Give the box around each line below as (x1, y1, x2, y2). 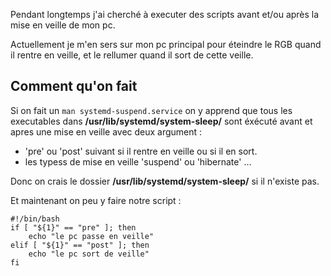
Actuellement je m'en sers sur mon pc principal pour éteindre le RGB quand (10, 39, 322, 50)
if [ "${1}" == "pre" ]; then (10, 222, 137, 233)
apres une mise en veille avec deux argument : (10, 125, 203, 138)
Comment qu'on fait (10, 78, 138, 95)
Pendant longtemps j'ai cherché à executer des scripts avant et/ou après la (10, 9, 320, 20)
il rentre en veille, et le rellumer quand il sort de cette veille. (10, 49, 254, 61)
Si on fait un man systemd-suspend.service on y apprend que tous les (10, 104, 293, 116)
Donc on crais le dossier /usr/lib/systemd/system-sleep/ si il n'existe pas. (10, 175, 320, 187)
